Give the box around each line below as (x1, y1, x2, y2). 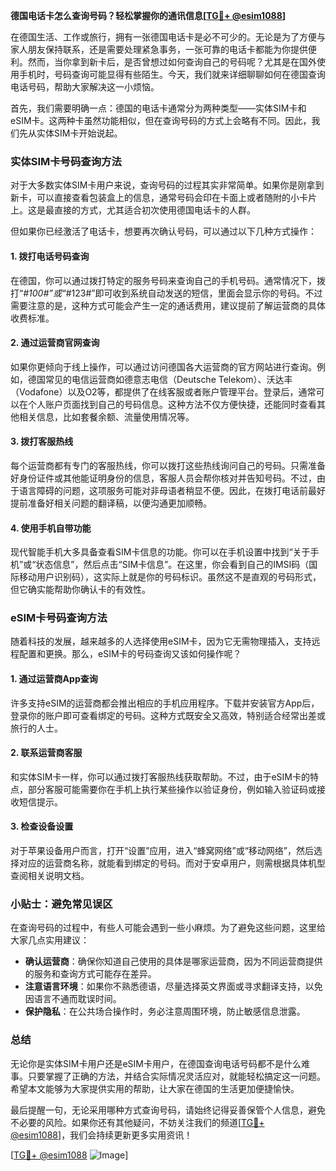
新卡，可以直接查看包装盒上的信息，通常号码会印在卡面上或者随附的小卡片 (10, 192, 317, 204)
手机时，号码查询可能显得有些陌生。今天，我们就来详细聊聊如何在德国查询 (18, 69, 326, 80)
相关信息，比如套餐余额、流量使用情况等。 (18, 410, 195, 423)
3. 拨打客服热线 (10, 435, 74, 448)
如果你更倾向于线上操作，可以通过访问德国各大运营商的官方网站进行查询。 (10, 360, 317, 373)
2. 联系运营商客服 (10, 747, 83, 759)
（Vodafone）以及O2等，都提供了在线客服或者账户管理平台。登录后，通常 (10, 385, 317, 398)
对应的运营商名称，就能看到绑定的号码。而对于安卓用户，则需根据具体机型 (18, 857, 326, 869)
